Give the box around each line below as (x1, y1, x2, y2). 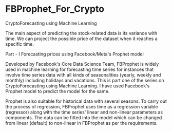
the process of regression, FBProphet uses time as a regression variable (5, 103, 158, 109)
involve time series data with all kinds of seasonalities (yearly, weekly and (5, 71, 161, 78)
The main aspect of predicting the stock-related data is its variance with (5, 30, 158, 36)
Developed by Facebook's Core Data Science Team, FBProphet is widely (5, 61, 159, 67)
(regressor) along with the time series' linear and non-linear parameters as (5, 109, 163, 115)
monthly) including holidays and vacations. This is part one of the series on (5, 77, 164, 83)
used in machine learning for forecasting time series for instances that (5, 66, 154, 72)
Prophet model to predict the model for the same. (5, 88, 110, 94)
